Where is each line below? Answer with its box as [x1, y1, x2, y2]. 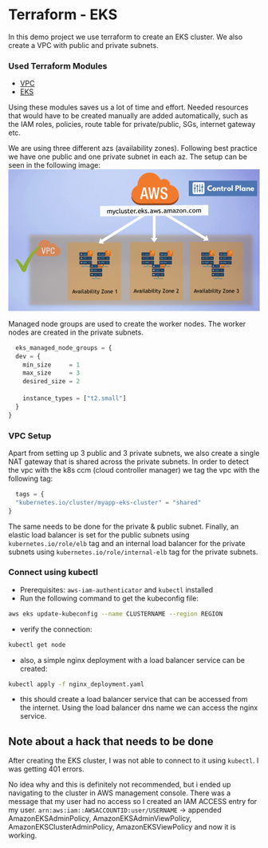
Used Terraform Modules [8, 60, 108, 71]
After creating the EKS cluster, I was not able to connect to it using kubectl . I [8, 756, 259, 766]
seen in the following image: [8, 160, 101, 170]
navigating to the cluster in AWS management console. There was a [8, 788, 231, 798]
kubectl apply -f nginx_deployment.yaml [8, 680, 145, 688]
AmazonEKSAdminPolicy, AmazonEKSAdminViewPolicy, [8, 814, 192, 823]
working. [8, 830, 37, 840]
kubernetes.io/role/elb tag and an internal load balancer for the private [8, 538, 246, 548]
